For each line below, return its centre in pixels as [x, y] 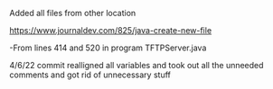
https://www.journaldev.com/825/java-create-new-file [111, 30]
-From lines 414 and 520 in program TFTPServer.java [108, 48]
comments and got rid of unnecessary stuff [90, 75]
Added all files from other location [73, 13]
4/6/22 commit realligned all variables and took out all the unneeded [136, 65]
